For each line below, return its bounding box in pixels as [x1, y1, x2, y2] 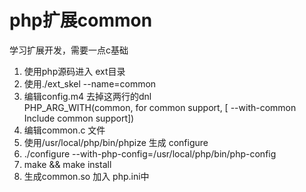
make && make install [23, 158, 112, 170]
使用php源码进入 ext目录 [23, 65, 126, 77]
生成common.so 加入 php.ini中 [23, 170, 150, 182]
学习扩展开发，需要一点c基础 [9, 44, 129, 56]
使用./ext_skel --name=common [23, 77, 157, 90]
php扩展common [9, 9, 153, 32]
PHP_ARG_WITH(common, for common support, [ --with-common [23, 101, 297, 113]
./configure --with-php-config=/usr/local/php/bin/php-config [23, 147, 277, 160]
